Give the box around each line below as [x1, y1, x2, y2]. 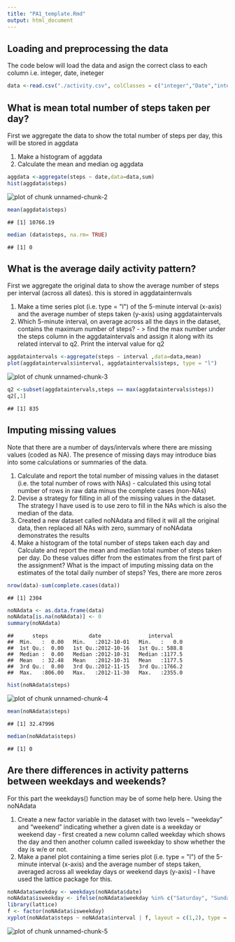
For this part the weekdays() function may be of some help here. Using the [7, 794, 222, 802]
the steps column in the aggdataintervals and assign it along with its [17, 332, 213, 341]
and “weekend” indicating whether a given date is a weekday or [17, 822, 201, 831]
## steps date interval [7, 633, 173, 640]
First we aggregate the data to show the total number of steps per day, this [7, 131, 223, 140]
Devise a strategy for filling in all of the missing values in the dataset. [17, 494, 216, 502]
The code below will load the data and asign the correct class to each [7, 61, 208, 70]
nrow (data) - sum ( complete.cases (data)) [7, 581, 120, 589]
